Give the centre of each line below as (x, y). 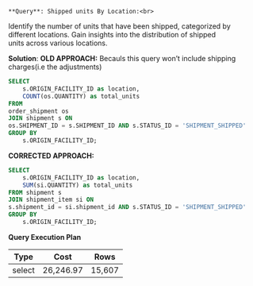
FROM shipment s (35, 192)
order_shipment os (38, 111)
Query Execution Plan (45, 237)
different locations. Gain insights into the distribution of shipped (112, 35)
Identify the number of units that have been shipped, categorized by (120, 26)
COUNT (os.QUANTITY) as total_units (81, 96)
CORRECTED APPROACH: (52, 156)
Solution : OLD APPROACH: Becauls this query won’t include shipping (122, 58)
